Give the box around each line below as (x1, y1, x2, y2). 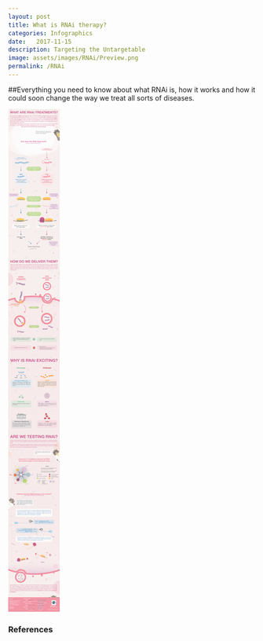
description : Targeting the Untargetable (8, 46, 146, 54)
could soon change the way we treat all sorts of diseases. (8, 93, 195, 102)
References (8, 624, 53, 635)
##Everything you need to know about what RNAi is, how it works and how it (8, 85, 256, 94)
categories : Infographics (8, 29, 93, 37)
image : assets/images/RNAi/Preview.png (8, 54, 139, 62)
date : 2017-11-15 (8, 38, 72, 46)
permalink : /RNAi (8, 63, 65, 71)
